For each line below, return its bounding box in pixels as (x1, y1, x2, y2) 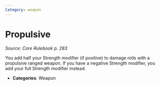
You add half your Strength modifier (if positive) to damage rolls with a (5, 55, 150, 61)
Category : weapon (5, 7, 41, 12)
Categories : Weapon (12, 75, 56, 81)
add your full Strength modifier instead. (5, 65, 86, 71)
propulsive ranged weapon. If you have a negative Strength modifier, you (5, 60, 155, 66)
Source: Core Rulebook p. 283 (5, 45, 67, 51)
